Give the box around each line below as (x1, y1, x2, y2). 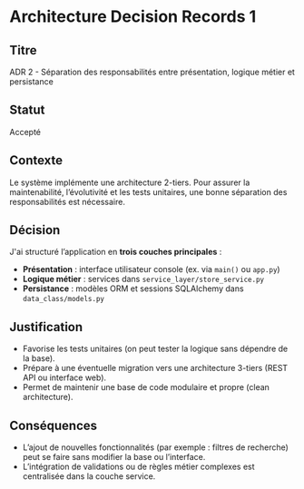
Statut (9, 103, 45, 118)
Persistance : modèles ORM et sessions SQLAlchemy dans (22, 283, 244, 294)
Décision (9, 222, 61, 238)
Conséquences (9, 417, 98, 433)
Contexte (9, 152, 64, 169)
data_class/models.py (22, 295, 104, 304)
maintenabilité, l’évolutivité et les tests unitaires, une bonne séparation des (9, 186, 288, 197)
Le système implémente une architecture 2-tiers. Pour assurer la (9, 177, 250, 188)
